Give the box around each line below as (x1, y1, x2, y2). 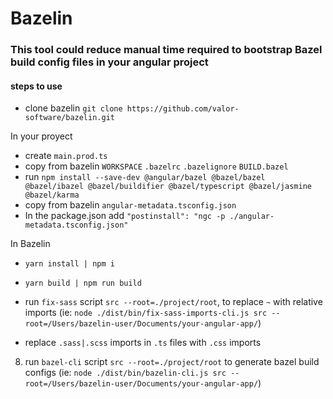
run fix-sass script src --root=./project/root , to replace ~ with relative (24, 296, 323, 308)
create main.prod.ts (24, 150, 108, 162)
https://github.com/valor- (126, 104, 240, 114)
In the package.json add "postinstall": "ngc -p (24, 210, 226, 222)
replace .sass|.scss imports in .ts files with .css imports (24, 337, 262, 349)
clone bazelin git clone (24, 102, 123, 114)
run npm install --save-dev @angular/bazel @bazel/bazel (24, 171, 266, 183)
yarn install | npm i (24, 259, 115, 269)
